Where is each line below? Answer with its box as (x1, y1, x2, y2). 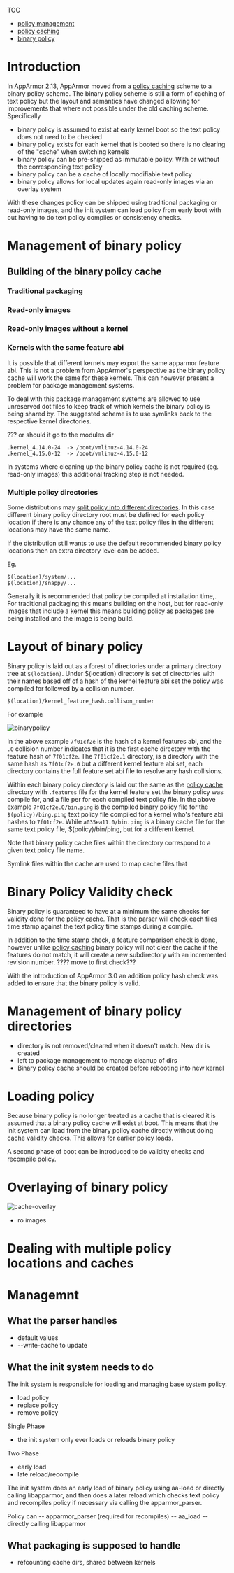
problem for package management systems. (7, 381, 135, 389)
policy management (17, 20, 75, 27)
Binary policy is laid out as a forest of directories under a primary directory (7, 661, 221, 670)
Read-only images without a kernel (7, 324, 129, 334)
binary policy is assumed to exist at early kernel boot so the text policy (17, 125, 221, 134)
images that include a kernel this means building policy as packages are (7, 607, 214, 615)
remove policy (17, 1408, 59, 1416)
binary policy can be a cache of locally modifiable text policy (17, 169, 192, 178)
